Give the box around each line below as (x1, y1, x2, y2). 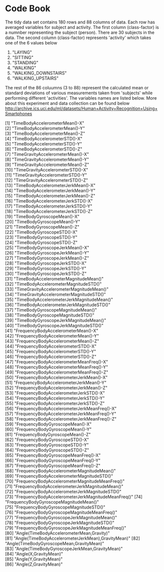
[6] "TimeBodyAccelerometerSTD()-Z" (5, 146, 82, 152)
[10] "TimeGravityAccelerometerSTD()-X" (5, 167, 88, 172)
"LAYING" (12, 49, 32, 55)
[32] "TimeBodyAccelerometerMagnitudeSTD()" (5, 281, 102, 287)
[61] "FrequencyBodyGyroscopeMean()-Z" (5, 431, 91, 437)
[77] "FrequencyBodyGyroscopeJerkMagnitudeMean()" (5, 514, 117, 520)
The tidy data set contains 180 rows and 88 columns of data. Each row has (5, 19, 155, 25)
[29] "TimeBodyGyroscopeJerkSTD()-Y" (5, 265, 87, 271)
